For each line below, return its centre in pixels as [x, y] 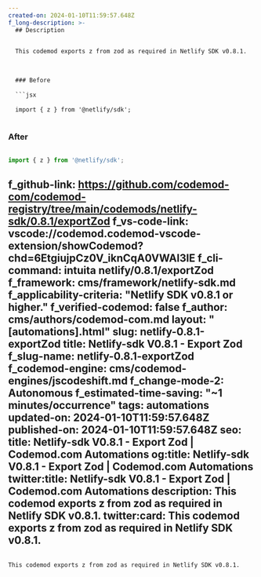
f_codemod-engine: [58, 369]
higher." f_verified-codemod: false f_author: [118, 307]
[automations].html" [60, 332]
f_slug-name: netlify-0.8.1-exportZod [101, 356]
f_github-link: [42, 184]
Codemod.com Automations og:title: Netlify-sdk [129, 454]
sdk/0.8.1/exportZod [59, 221]
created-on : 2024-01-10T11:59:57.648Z [71, 15]
